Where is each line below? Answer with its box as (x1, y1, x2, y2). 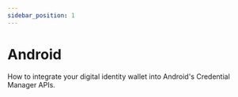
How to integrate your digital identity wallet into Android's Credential (7, 72, 230, 81)
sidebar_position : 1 (7, 11, 76, 20)
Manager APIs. (7, 80, 56, 89)
